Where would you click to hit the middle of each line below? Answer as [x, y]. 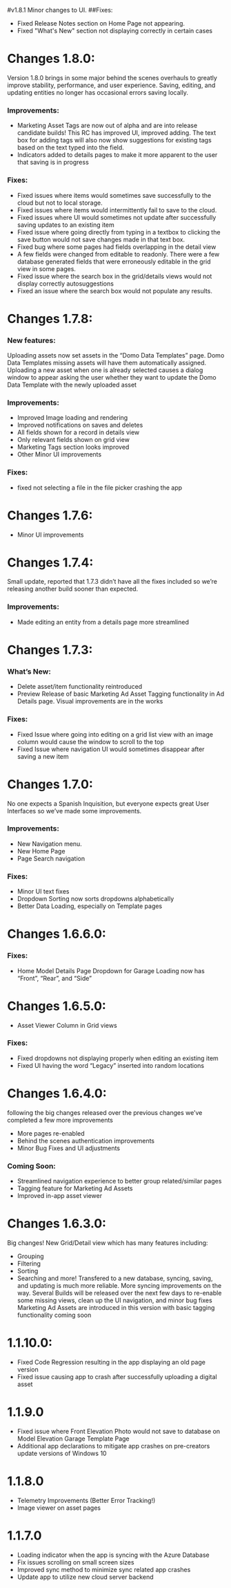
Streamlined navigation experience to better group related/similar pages [119, 1181]
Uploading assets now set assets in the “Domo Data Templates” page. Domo [116, 356]
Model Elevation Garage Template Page [73, 1439]
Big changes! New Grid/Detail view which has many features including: [108, 1243]
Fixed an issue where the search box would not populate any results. [114, 290]
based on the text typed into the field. [70, 147]
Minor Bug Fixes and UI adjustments [69, 1148]
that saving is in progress [53, 163]
